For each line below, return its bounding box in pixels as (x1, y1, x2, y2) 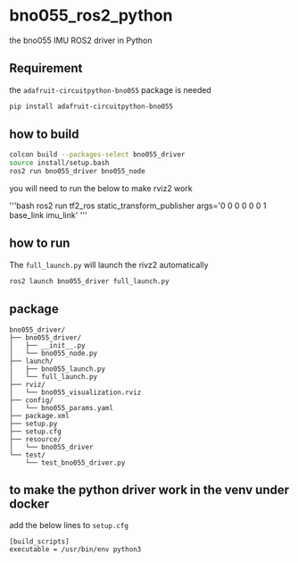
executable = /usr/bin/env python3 (9, 545, 142, 554)
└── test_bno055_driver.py (25, 458, 126, 467)
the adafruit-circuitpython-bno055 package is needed (9, 84, 211, 95)
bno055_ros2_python (9, 5, 173, 26)
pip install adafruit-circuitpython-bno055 (9, 102, 174, 111)
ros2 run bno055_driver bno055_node (9, 167, 145, 176)
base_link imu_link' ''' (9, 210, 87, 221)
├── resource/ (9, 434, 62, 443)
